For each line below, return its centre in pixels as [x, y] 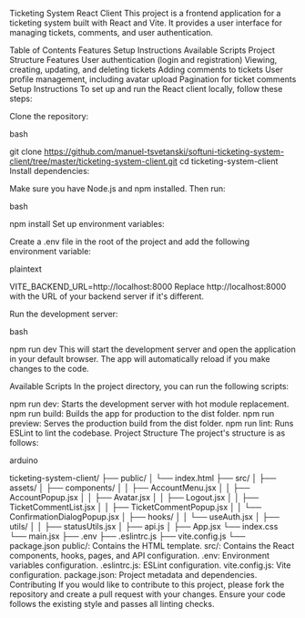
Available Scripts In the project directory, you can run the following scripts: [149, 386]
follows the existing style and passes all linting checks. [112, 604]
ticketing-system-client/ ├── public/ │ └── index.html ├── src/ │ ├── [143, 478]
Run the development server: [64, 314]
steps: [21, 98]
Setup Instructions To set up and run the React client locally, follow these [146, 89]
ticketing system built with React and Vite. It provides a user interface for [146, 23]
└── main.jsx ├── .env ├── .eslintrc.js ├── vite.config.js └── [127, 536]
